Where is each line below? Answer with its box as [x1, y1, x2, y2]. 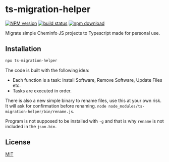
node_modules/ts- [108, 103, 145, 109]
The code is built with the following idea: [5, 67, 90, 73]
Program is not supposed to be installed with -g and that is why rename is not [5, 118, 164, 124]
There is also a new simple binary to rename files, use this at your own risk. [5, 97, 162, 103]
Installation [5, 44, 41, 53]
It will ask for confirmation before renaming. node [5, 102, 107, 109]
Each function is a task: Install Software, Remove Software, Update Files [12, 77, 162, 83]
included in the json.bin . [5, 123, 57, 129]
